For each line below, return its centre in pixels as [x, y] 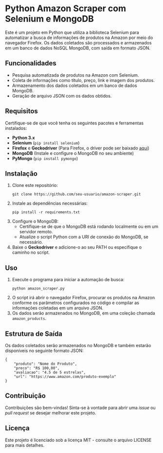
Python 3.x [23, 138]
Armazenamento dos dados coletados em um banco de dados [74, 85]
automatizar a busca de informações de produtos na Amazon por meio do [79, 38]
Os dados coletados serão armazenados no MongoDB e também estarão [78, 345]
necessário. [31, 242]
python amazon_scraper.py [38, 288]
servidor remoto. [36, 232]
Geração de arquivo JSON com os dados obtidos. [62, 96]
